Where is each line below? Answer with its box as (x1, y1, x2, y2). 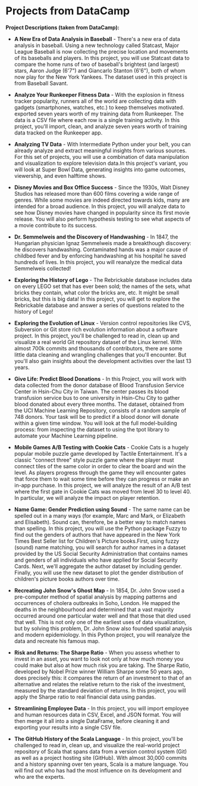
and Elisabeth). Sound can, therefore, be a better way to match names (14, 518, 186, 525)
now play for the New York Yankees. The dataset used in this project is (14, 73, 188, 80)
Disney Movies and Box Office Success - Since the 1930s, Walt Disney (14, 183, 190, 191)
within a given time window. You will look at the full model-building (14, 419, 178, 427)
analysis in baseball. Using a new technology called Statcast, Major (14, 42, 180, 49)
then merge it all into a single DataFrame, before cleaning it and (14, 717, 170, 724)
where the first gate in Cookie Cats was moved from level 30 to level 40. (14, 488, 191, 495)
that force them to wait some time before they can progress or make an (14, 475, 189, 483)
